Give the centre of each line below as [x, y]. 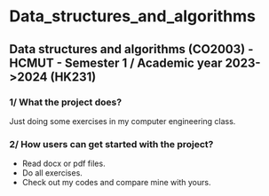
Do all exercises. [52, 173]
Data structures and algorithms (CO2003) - [131, 49]
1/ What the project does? [66, 102]
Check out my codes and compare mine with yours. [116, 183]
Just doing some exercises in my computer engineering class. [123, 121]
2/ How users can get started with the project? [111, 144]
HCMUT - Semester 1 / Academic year [116, 63]
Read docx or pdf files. [63, 164]
